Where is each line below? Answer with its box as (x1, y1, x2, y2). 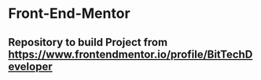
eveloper (8, 60, 53, 73)
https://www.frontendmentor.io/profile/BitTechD (8, 47, 253, 61)
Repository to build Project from (8, 36, 167, 49)
